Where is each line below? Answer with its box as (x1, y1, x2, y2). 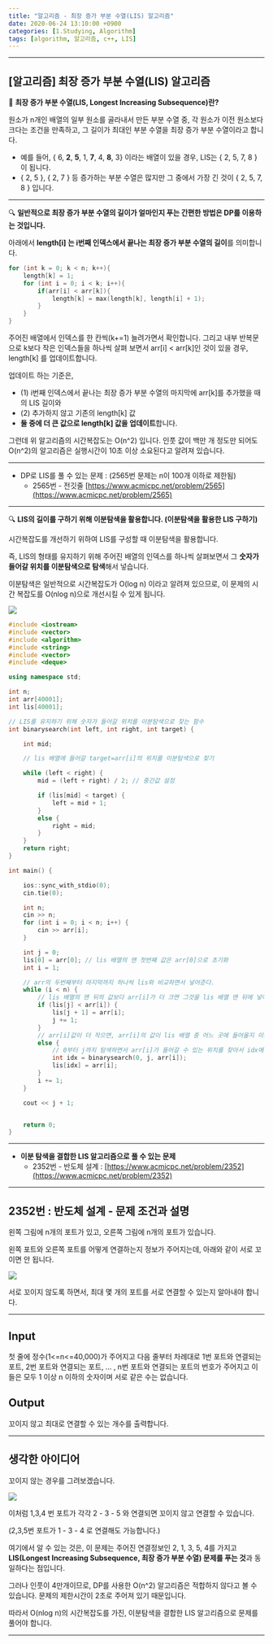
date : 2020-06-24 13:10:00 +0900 (8, 20, 122, 28)
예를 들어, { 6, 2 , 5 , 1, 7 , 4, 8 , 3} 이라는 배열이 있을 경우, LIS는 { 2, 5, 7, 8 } (19, 152, 258, 163)
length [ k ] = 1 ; (23, 272, 75, 280)
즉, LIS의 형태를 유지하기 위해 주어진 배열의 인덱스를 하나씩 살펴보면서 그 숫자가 (8, 552, 260, 561)
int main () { (8, 866, 53, 874)
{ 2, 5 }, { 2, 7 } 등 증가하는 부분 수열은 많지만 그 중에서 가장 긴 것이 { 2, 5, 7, (19, 172, 262, 183)
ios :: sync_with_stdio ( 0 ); (23, 881, 111, 889)
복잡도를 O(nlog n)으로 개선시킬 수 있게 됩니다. (16, 589, 166, 599)
